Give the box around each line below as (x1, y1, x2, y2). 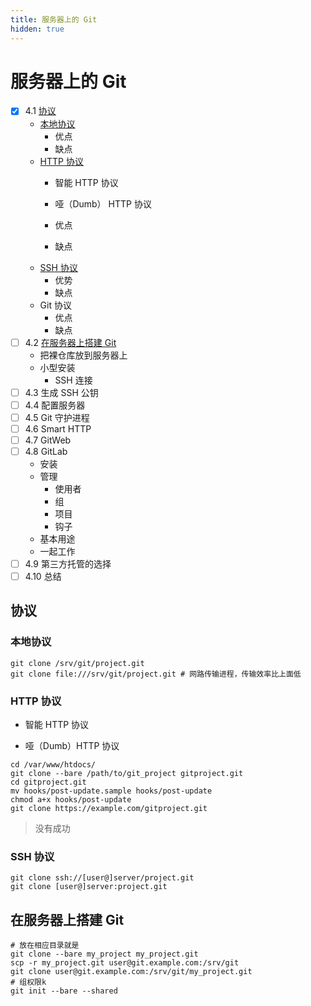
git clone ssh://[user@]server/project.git (10, 873, 195, 883)
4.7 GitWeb (24, 434, 72, 446)
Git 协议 (39, 299, 72, 311)
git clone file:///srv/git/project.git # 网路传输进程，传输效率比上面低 (10, 669, 302, 679)
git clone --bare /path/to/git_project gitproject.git (10, 769, 244, 779)
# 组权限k (10, 977, 47, 988)
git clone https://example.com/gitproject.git (10, 804, 208, 814)
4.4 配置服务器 (24, 399, 86, 411)
